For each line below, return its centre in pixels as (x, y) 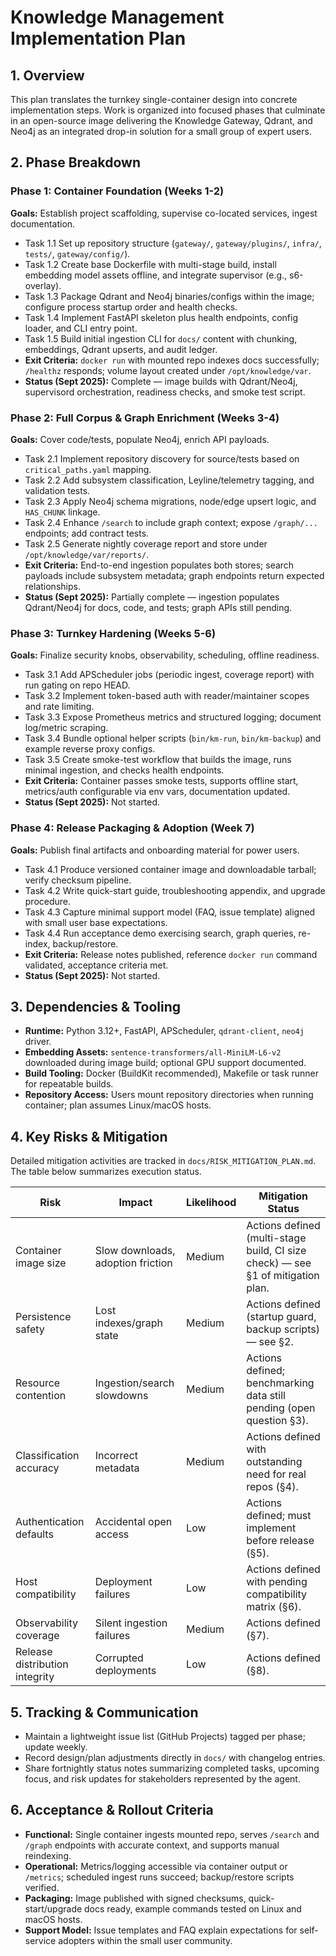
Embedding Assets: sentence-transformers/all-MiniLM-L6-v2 (153, 1052)
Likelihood (211, 1203)
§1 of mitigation (283, 1276)
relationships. (52, 586)
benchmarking (280, 1383)
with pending (277, 1582)
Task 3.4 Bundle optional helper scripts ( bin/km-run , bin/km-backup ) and (173, 738)
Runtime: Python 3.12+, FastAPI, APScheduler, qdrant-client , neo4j (164, 1031)
